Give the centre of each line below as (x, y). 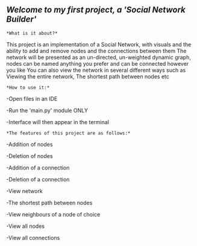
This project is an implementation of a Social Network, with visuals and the (99, 44)
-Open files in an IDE (32, 98)
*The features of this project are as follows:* (68, 133)
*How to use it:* (28, 87)
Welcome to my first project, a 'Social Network (96, 10)
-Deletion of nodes (30, 156)
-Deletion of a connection (38, 179)
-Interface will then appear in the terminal (58, 122)
